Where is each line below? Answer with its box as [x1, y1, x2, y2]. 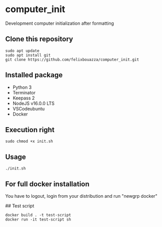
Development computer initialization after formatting [5, 20, 114, 26]
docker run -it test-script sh [5, 217, 71, 222]
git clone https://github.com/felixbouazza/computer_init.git [5, 57, 139, 62]
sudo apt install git [5, 52, 51, 58]
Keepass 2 [12, 95, 35, 101]
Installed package [5, 71, 63, 79]
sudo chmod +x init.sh [5, 139, 53, 144]
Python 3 [12, 84, 32, 90]
